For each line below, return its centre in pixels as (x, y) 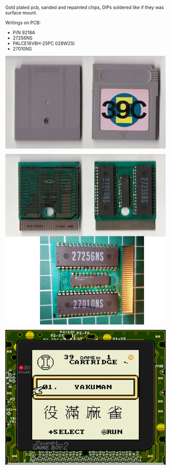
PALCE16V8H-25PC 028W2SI (44, 43)
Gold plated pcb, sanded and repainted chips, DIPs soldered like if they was (85, 7)
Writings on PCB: (23, 23)
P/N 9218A (24, 32)
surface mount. (21, 13)
